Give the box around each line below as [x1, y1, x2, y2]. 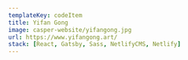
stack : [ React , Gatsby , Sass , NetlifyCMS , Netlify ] [8, 41, 181, 48]
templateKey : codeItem [8, 11, 83, 19]
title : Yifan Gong [8, 19, 68, 26]
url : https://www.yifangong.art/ [8, 33, 118, 41]
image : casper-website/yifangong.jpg [8, 26, 132, 34]
